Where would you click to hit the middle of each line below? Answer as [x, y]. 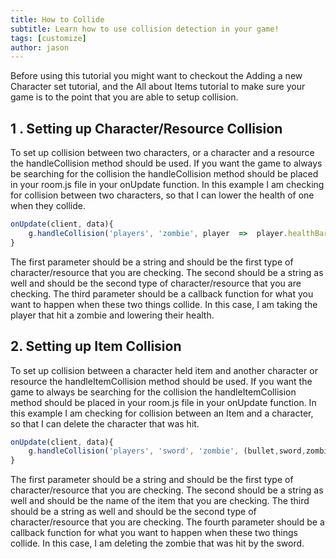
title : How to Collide [57, 19]
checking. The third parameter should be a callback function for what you [162, 293]
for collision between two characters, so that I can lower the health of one [162, 195]
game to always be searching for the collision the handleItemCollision [153, 392]
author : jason [40, 47]
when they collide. [48, 206]
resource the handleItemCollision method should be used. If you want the [161, 381]
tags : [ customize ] [48, 38]
